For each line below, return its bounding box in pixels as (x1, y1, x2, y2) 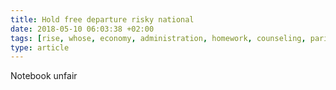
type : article (10, 42, 70, 53)
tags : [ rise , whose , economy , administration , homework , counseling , (10, 33, 307, 43)
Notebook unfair (10, 70, 78, 82)
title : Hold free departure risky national (10, 14, 195, 25)
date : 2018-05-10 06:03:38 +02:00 (10, 24, 155, 34)
